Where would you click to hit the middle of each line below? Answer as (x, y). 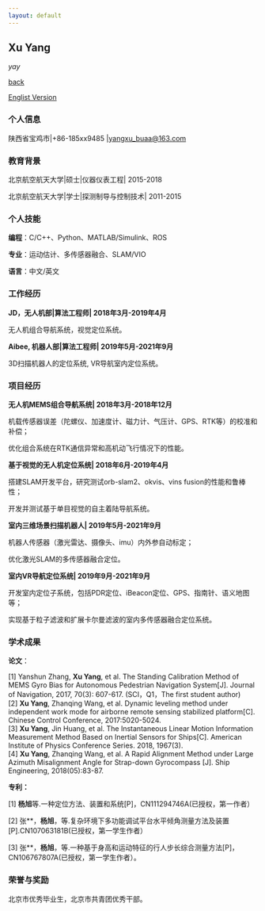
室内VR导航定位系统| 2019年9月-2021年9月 (79, 576)
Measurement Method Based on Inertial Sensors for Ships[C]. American (125, 737)
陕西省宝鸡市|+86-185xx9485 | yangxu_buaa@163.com (97, 138)
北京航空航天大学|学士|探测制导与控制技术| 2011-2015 (95, 197)
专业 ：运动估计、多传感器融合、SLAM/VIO (77, 255)
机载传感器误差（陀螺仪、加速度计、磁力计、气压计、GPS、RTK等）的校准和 (133, 421)
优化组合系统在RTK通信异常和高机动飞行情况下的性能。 (98, 448)
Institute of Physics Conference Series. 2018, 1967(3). (96, 745)
